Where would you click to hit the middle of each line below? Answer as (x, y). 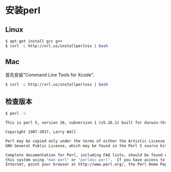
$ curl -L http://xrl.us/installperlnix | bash (57, 46)
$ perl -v (16, 113)
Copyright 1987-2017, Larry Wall (41, 132)
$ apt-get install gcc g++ (34, 41)
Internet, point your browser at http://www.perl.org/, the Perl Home (82, 164)
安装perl (23, 10)
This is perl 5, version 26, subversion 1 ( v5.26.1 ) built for (74, 123)
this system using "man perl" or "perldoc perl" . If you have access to (85, 160)
